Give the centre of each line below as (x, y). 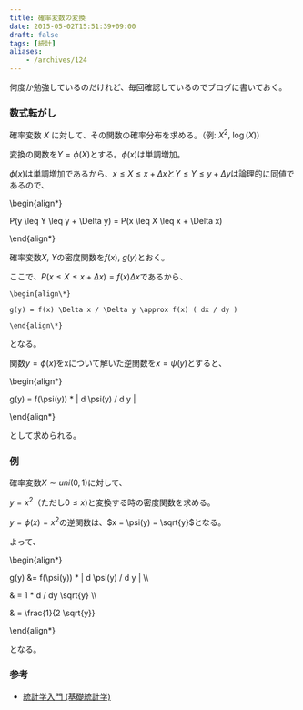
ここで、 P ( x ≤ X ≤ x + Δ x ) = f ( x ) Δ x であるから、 (99, 276)
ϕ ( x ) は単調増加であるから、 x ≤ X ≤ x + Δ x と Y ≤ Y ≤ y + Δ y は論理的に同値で (152, 173)
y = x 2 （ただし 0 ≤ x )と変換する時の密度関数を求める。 (112, 502)
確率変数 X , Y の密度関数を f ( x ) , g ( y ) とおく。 (90, 257)
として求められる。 (45, 435)
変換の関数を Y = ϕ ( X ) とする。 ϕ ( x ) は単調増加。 (97, 154)
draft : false (34, 35)
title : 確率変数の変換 (48, 18)
